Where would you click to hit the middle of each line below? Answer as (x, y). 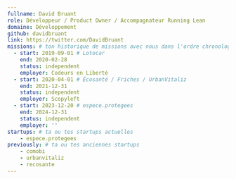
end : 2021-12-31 (44, 86)
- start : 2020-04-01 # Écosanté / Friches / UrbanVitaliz (100, 79)
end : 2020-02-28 (44, 60)
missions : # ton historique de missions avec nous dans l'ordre (103, 47)
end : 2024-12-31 (44, 112)
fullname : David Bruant (42, 14)
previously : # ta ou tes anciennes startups (73, 145)
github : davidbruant (38, 33)
